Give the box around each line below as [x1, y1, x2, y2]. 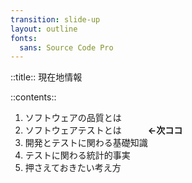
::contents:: [10, 91, 57, 103]
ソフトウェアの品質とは [24, 112, 122, 124]
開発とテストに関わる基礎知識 [24, 137, 148, 149]
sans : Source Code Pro [19, 42, 114, 53]
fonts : [10, 33, 38, 43]
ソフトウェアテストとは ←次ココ [24, 124, 183, 136]
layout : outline [10, 24, 78, 34]
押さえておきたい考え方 [24, 162, 122, 174]
